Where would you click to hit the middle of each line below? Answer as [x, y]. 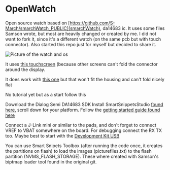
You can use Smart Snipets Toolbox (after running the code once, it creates [84, 146]
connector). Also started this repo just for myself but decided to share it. [81, 44]
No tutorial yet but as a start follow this [46, 94]
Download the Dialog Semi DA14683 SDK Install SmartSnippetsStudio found [84, 104]
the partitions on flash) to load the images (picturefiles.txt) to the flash [78, 151]
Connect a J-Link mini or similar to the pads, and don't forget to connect [81, 125]
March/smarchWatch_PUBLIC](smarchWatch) [53, 28]
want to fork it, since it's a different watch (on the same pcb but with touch [83, 39]
